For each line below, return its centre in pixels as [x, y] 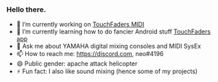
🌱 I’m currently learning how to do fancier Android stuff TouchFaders [113, 31]
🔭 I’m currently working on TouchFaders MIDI [80, 25]
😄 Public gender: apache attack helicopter [77, 64]
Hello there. [26, 10]
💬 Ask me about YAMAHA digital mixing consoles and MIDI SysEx [109, 46]
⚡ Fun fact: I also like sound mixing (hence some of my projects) [107, 71]
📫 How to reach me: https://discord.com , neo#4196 [90, 54]
